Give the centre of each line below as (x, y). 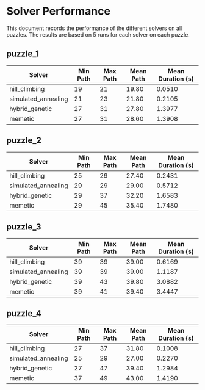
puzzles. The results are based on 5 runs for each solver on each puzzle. (98, 34)
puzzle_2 (24, 141)
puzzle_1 (23, 54)
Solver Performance (59, 11)
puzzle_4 (24, 313)
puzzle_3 (24, 227)
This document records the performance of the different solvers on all (94, 28)
